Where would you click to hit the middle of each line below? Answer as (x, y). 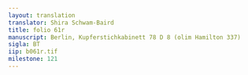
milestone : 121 (33, 59)
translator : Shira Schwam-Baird (61, 23)
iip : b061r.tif (33, 52)
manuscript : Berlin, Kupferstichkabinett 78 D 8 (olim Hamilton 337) (125, 37)
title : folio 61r (37, 30)
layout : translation (42, 15)
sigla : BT (24, 45)
